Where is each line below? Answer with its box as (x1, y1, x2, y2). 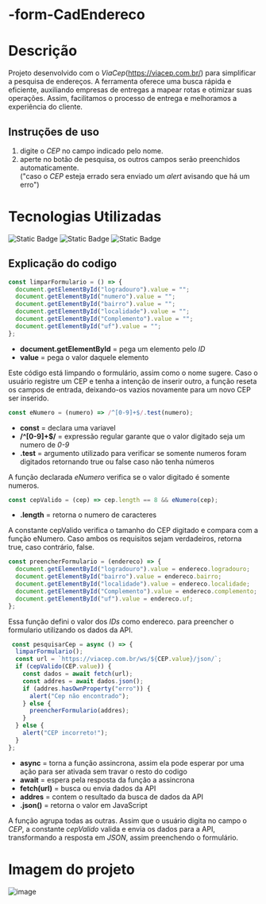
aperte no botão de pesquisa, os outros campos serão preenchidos (19, 154, 241, 164)
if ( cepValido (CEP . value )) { (15, 663, 112, 670)
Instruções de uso (8, 125, 99, 138)
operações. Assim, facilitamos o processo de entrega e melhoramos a (8, 94, 237, 103)
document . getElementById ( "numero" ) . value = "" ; (15, 292, 176, 301)
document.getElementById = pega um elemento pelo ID (19, 344, 206, 353)
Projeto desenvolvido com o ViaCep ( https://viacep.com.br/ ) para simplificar (8, 68, 256, 78)
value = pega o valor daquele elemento (19, 352, 149, 362)
